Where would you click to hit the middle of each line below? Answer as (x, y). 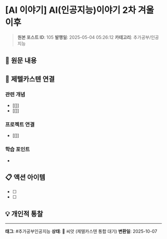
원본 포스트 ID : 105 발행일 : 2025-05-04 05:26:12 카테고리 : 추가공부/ (84, 37)
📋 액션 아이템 (25, 177)
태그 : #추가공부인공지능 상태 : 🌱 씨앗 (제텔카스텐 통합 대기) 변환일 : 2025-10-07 (81, 232)
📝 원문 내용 (21, 61)
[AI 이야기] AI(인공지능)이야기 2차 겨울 (80, 10)
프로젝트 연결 (20, 124)
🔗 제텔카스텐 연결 (30, 79)
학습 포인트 (18, 149)
